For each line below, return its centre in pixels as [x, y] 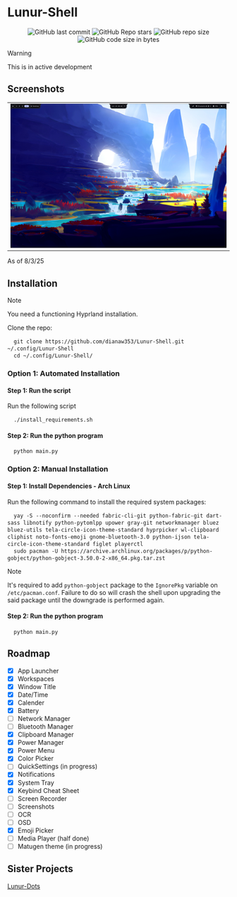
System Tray [36, 782]
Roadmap [29, 654]
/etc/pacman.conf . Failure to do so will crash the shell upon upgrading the [114, 592]
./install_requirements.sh [53, 420]
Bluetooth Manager [45, 727]
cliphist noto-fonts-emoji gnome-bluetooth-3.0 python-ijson [99, 537]
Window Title [37, 686]
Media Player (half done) [53, 838]
